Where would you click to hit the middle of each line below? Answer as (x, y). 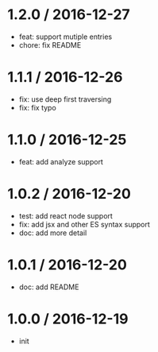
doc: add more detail (53, 233)
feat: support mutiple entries (66, 37)
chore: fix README (50, 44)
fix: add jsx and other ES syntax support (84, 224)
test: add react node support (66, 215)
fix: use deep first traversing (65, 99)
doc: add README (49, 287)
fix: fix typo (37, 107)
